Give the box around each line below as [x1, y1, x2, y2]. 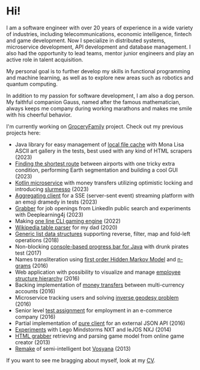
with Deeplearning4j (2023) [14, 211, 84, 218]
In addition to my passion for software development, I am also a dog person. [6, 92, 195, 99]
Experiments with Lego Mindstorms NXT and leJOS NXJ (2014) [14, 326, 172, 333]
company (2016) [14, 313, 56, 320]
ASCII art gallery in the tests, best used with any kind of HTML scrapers [14, 147, 192, 154]
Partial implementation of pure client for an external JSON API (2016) [14, 320, 186, 327]
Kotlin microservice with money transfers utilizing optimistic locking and [14, 179, 193, 186]
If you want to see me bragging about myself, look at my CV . [6, 356, 156, 364]
